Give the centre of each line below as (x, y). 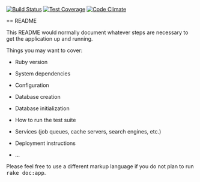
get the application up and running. (50, 39)
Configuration (32, 85)
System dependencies (43, 74)
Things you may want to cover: (44, 50)
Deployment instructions (45, 143)
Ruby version (31, 62)
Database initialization (42, 108)
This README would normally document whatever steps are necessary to (97, 32)
